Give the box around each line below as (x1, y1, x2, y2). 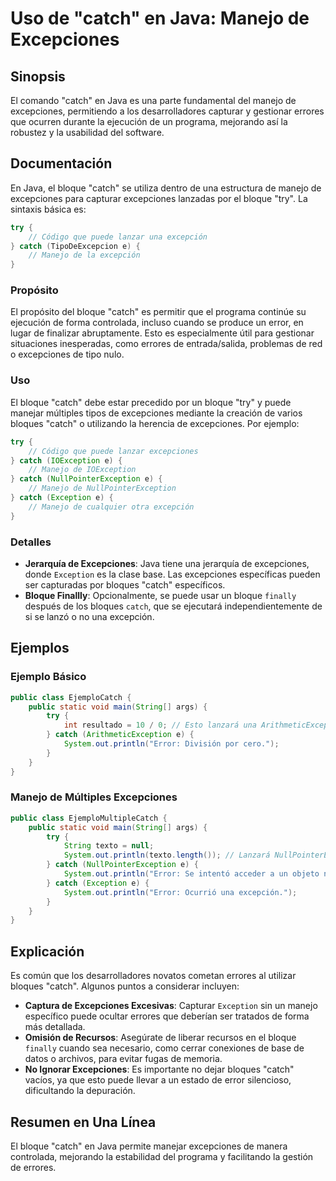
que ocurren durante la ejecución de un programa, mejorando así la (10, 116, 288, 127)
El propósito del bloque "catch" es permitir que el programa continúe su (10, 306, 307, 318)
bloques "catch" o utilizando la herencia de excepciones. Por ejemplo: (10, 417, 300, 429)
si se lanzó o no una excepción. (24, 610, 155, 622)
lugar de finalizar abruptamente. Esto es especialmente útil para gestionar (10, 327, 315, 339)
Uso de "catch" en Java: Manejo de (10, 7, 310, 30)
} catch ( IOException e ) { (10, 455, 123, 466)
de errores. (10, 1161, 57, 1173)
